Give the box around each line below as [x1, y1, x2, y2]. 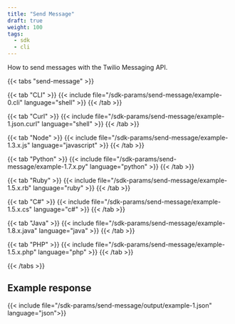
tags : [7, 30, 23, 38]
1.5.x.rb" [7, 184, 32, 192]
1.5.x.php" [7, 248, 37, 256]
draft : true [7, 17, 43, 24]
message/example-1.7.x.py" [7, 162, 89, 171]
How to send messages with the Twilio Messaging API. [7, 63, 168, 71]
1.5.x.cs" [7, 205, 33, 214]
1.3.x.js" [7, 141, 31, 150]
